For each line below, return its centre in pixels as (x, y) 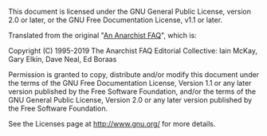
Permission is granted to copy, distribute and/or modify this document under (134, 74)
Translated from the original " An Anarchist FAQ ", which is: (102, 35)
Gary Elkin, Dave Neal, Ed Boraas (63, 59)
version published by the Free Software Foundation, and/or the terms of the (132, 91)
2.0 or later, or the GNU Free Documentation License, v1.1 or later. (116, 20)
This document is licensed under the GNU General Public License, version (130, 12)
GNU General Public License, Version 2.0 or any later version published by (130, 100)
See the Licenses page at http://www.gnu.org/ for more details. (112, 124)
